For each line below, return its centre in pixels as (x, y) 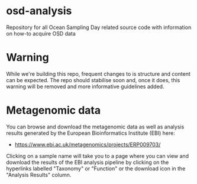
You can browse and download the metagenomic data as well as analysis (95, 127)
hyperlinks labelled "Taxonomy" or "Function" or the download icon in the (96, 168)
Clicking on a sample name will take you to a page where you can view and (98, 156)
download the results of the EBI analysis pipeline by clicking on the (88, 162)
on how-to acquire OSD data (41, 33)
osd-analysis (39, 11)
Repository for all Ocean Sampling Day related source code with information (99, 27)
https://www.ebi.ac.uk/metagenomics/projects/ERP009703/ (88, 144)
